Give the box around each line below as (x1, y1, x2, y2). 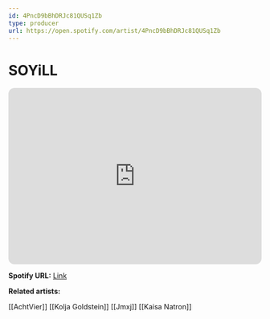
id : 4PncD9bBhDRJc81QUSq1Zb (8, 11, 103, 20)
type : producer (8, 19, 59, 27)
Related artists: (8, 286, 61, 297)
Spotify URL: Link (8, 271, 67, 281)
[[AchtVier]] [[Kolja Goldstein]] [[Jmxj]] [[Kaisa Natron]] (8, 302, 192, 312)
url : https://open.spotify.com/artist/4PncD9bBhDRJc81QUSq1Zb (8, 26, 221, 34)
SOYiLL (8, 61, 58, 79)
